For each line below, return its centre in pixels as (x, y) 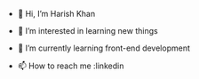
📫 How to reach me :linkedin (71, 66)
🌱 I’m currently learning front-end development (104, 48)
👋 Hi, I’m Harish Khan (56, 14)
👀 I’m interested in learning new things (88, 31)
